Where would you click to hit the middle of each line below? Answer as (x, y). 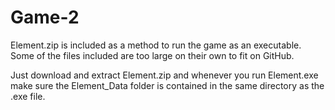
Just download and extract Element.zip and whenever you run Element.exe (164, 75)
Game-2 (45, 17)
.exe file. (28, 96)
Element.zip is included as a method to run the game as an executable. (156, 45)
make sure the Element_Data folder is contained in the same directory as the (167, 85)
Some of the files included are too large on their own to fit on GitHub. (152, 55)
